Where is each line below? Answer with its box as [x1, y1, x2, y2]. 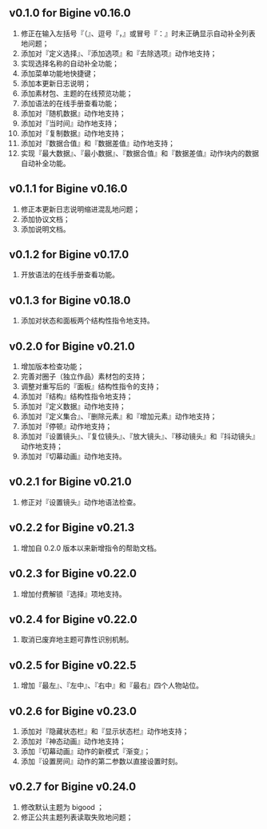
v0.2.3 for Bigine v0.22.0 [9, 567, 137, 581]
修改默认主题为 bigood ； [20, 802, 105, 811]
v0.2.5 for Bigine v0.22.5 [9, 658, 137, 672]
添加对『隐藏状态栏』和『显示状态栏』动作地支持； [20, 726, 189, 736]
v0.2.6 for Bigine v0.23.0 [9, 704, 137, 718]
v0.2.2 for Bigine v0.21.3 [9, 521, 135, 534]
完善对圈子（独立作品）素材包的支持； [20, 371, 147, 382]
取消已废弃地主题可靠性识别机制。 [20, 635, 133, 645]
